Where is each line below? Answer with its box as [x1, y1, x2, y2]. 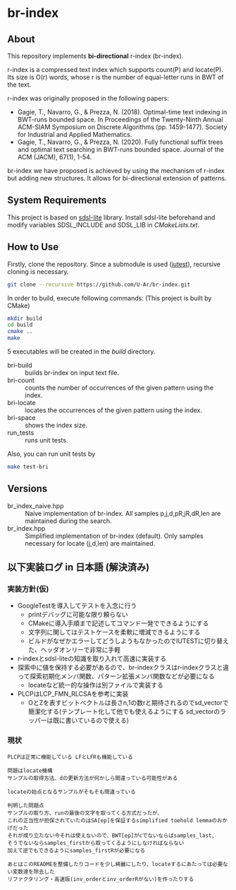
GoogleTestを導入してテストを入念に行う [17, 601, 137, 610]
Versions [7, 483, 48, 495]
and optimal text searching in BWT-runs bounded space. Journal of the [17, 145, 224, 153]
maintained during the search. [25, 517, 112, 525]
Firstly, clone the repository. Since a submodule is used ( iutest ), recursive [7, 260, 221, 268]
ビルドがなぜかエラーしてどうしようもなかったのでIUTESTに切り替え [27, 637, 229, 645]
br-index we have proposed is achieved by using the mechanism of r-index [7, 167, 225, 174]
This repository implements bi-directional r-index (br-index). [7, 52, 184, 60]
